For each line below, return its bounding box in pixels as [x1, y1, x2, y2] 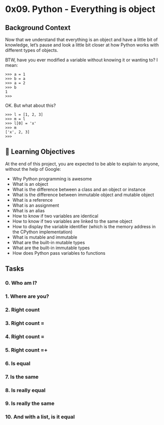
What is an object [12, 181, 49, 187]
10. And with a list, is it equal [5, 414, 75, 421]
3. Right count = [5, 320, 45, 327]
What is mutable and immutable [12, 234, 78, 240]
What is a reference [12, 197, 53, 203]
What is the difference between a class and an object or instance [12, 186, 146, 192]
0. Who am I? [5, 280, 37, 287]
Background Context [5, 23, 71, 32]
